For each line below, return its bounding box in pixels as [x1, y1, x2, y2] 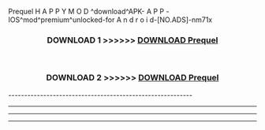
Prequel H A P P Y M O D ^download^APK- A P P [8, 7, 165, 16]
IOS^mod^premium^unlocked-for [8, 15, 115, 24]
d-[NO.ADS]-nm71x [149, 15, 213, 24]
